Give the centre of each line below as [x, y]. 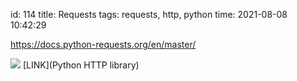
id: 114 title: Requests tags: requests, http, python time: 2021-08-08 [149, 14]
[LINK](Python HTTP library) [81, 65]
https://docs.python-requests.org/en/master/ [103, 44]
